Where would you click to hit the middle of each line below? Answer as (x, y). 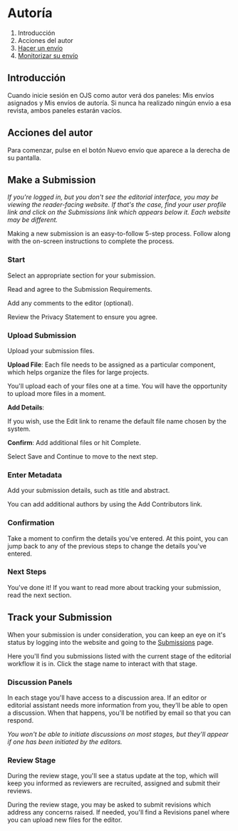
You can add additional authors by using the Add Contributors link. (105, 504)
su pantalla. (24, 158)
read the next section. (40, 595)
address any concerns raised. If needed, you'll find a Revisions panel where (119, 812)
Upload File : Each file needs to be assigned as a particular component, (112, 364)
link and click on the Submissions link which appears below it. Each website (119, 213)
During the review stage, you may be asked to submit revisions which (109, 805)
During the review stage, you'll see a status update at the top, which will (113, 776)
